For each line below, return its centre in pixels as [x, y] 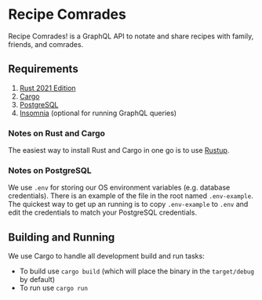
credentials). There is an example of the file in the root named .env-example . [131, 196]
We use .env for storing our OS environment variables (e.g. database [119, 188]
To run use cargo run [54, 288]
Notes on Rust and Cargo [57, 133]
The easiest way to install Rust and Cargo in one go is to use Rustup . [119, 150]
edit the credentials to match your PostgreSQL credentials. [103, 212]
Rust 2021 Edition [47, 88]
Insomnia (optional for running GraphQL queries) [98, 113]
